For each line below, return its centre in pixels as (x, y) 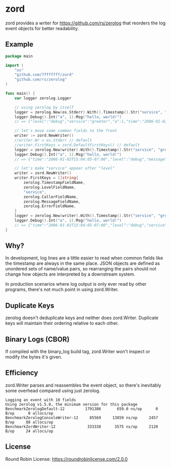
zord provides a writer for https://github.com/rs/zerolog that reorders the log (85, 23)
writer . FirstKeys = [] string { (47, 178)
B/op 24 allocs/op (29, 431)
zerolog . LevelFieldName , (50, 187)
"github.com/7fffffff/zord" (44, 75)
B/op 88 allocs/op (29, 422)
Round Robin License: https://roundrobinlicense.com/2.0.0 (67, 459)
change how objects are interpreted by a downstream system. (70, 274)
